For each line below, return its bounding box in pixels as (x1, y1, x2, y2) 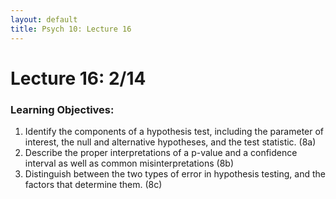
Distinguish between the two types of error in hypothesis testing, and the (24, 167, 327, 180)
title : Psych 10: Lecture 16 (10, 24, 132, 34)
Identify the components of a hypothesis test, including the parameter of (24, 125, 325, 137)
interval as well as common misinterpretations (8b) (24, 157, 235, 169)
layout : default (10, 14, 78, 25)
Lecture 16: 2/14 (10, 67, 147, 90)
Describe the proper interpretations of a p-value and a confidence (24, 146, 298, 158)
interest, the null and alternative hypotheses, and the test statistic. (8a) (24, 136, 317, 148)
